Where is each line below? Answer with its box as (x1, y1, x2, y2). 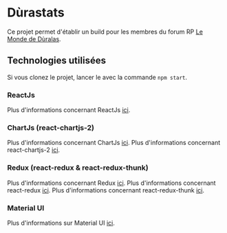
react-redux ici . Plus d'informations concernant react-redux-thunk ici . (7, 186, 205, 194)
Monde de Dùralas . (7, 34, 61, 43)
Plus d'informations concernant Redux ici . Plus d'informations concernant (7, 179, 216, 187)
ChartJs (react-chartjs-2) (7, 122, 95, 132)
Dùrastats (7, 5, 65, 21)
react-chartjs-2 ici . (7, 146, 61, 154)
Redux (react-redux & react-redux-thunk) (7, 163, 149, 173)
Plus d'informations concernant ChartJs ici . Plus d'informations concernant (7, 139, 221, 147)
